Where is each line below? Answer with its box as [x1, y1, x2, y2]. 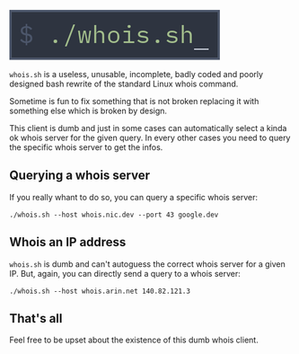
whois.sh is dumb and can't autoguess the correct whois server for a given [9, 258, 286, 270]
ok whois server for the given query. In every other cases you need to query [9, 132, 291, 143]
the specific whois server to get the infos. [9, 142, 163, 153]
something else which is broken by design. [9, 105, 168, 116]
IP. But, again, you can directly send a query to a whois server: [9, 268, 241, 279]
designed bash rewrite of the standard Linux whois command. [9, 78, 239, 89]
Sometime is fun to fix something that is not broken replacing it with [9, 96, 259, 106]
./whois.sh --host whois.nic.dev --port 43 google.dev [9, 210, 219, 219]
